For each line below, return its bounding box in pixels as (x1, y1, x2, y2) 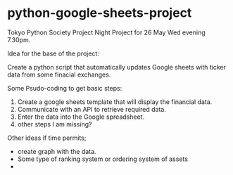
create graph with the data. (17, 147, 96, 155)
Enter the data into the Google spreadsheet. (17, 112, 145, 121)
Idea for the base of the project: (7, 49, 100, 58)
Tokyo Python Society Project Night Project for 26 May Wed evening (7, 28, 206, 37)
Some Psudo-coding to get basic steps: (7, 84, 122, 92)
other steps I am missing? (17, 119, 92, 128)
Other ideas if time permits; (7, 134, 87, 142)
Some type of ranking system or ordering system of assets (17, 155, 189, 163)
